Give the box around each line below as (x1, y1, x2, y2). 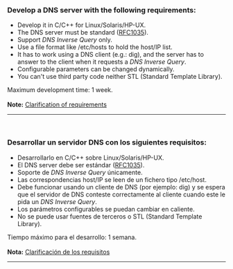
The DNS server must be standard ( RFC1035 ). (17, 28, 149, 37)
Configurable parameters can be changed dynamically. (17, 65, 175, 73)
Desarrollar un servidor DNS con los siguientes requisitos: (7, 138, 207, 147)
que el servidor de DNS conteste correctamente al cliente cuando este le (17, 190, 225, 198)
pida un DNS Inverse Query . (17, 197, 97, 205)
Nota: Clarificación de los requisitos (7, 248, 110, 256)
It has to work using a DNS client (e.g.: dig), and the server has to (17, 50, 205, 59)
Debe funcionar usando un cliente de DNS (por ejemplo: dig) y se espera (17, 183, 225, 191)
